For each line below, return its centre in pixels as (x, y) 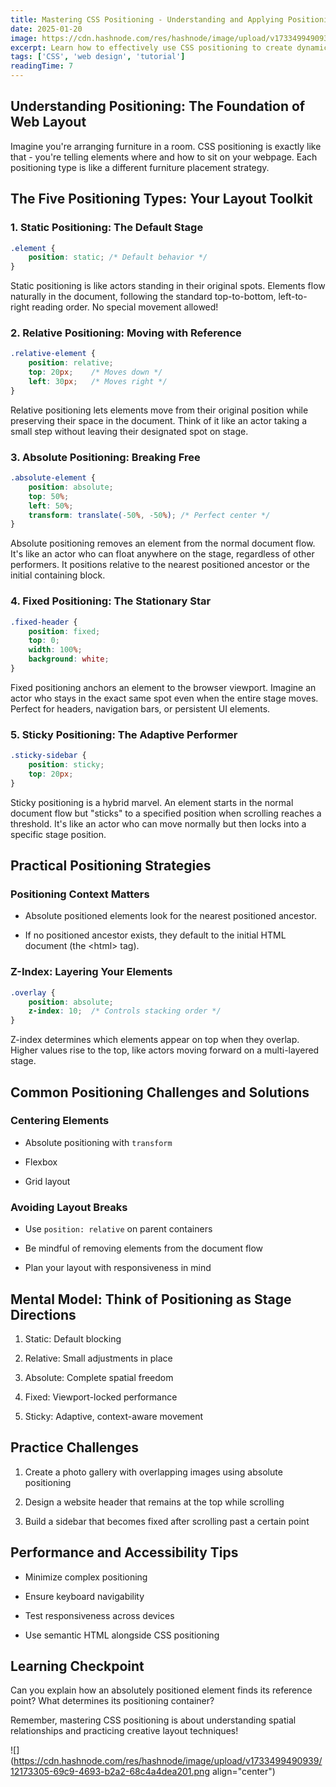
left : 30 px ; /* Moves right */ (98, 382)
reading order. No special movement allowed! (125, 307)
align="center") (243, 1772)
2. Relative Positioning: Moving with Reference (126, 333)
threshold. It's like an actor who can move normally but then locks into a (158, 823)
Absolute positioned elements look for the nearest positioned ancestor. (170, 916)
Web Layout (48, 122)
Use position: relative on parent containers (118, 1229)
